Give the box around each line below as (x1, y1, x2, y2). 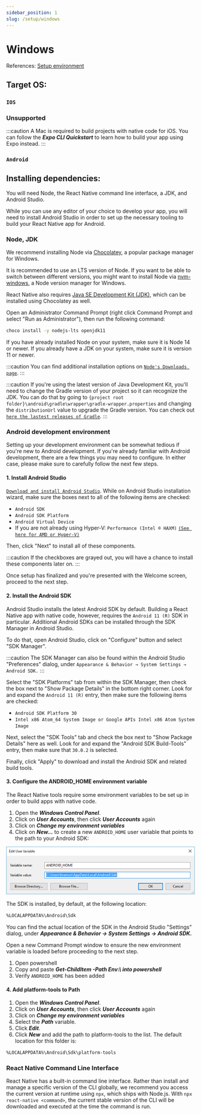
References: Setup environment (6, 62, 84, 70)
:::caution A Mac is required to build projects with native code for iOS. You (6, 128, 188, 135)
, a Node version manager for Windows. (28, 279, 127, 287)
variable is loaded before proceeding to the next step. (6, 948, 139, 955)
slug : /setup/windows (6, 16, 60, 22)
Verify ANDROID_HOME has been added (14, 972, 105, 980)
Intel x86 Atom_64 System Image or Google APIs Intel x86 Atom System (14, 717, 195, 723)
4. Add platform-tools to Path (6, 986, 80, 993)
